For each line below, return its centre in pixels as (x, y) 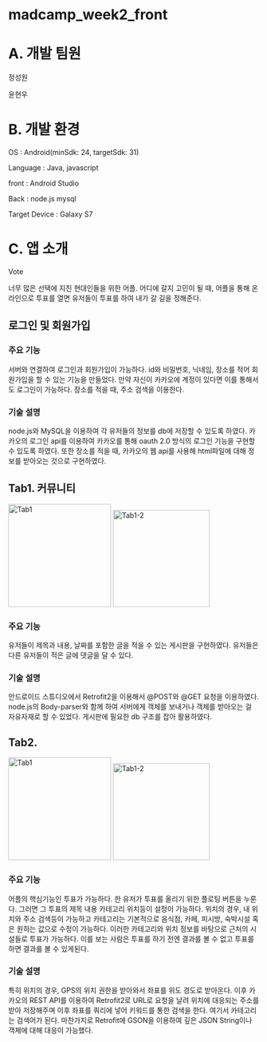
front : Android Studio (44, 183)
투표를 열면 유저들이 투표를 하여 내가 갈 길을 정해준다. (118, 298)
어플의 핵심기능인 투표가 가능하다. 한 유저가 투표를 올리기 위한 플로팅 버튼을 (125, 899)
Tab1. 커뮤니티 (42, 489)
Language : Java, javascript (53, 168)
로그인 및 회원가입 (49, 326)
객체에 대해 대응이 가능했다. (51, 1030)
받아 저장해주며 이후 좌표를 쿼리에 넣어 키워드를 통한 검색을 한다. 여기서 (119, 1010)
